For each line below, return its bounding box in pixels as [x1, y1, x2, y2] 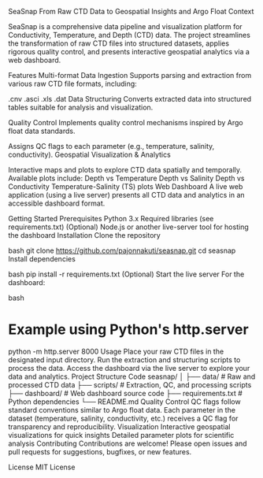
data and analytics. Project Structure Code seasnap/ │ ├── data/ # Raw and [8, 372, 256, 381]
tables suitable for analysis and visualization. [8, 102, 154, 112]
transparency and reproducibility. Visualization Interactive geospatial [8, 421, 231, 432]
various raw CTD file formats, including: [8, 79, 138, 88]
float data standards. [8, 126, 76, 135]
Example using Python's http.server [8, 321, 250, 339]
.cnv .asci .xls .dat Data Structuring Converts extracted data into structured [8, 94, 252, 103]
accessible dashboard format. [8, 198, 106, 208]
